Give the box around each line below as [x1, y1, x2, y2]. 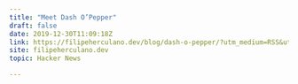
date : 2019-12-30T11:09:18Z [9, 29, 114, 38]
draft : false [9, 21, 58, 30]
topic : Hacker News [9, 54, 82, 63]
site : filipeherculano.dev [9, 46, 109, 55]
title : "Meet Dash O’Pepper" [9, 12, 117, 22]
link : [9, 37, 29, 47]
